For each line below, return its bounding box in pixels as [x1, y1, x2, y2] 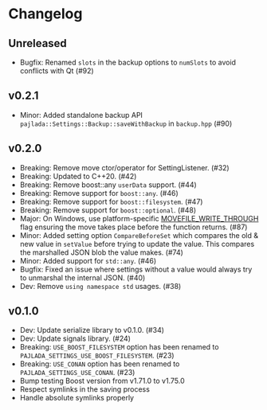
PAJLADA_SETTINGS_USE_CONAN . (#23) [19, 368, 135, 377]
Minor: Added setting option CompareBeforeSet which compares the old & [19, 230, 259, 240]
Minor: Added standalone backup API [19, 110, 143, 119]
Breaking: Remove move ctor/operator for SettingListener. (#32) [19, 162, 230, 172]
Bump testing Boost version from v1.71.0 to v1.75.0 [19, 376, 185, 386]
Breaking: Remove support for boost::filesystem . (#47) [19, 197, 203, 206]
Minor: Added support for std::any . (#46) [19, 256, 157, 265]
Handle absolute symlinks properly [19, 393, 134, 403]
